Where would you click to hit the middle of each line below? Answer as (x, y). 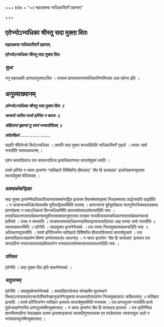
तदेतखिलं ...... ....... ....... (28, 135)
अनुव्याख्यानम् (20, 94)
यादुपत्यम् (13, 280)
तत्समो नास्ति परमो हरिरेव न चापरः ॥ (32, 115)
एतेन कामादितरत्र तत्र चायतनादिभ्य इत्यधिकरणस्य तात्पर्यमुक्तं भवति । (58, 160)
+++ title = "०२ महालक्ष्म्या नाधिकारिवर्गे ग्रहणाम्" (44, 8)
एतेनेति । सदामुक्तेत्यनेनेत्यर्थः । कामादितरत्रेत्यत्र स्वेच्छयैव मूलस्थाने (56, 291)
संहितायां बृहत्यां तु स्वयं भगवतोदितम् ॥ (34, 125)
